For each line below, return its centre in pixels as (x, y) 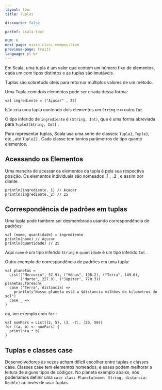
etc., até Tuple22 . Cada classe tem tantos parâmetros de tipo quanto (74, 138)
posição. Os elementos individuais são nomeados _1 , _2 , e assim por (74, 176)
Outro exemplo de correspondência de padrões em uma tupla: (67, 262)
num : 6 (12, 40)
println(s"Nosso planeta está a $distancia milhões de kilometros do (86, 292)
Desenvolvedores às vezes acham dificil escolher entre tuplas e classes (77, 362)
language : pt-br (21, 54)
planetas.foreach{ (24, 284)
